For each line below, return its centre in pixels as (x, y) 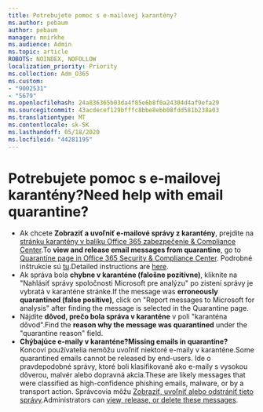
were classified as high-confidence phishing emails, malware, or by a (131, 383)
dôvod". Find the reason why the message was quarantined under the (133, 325)
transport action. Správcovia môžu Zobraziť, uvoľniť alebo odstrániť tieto (136, 392)
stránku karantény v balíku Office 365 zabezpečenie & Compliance (128, 242)
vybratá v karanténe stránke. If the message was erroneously (119, 292)
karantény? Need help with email (116, 195)
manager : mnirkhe (37, 37)
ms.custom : (26, 81)
